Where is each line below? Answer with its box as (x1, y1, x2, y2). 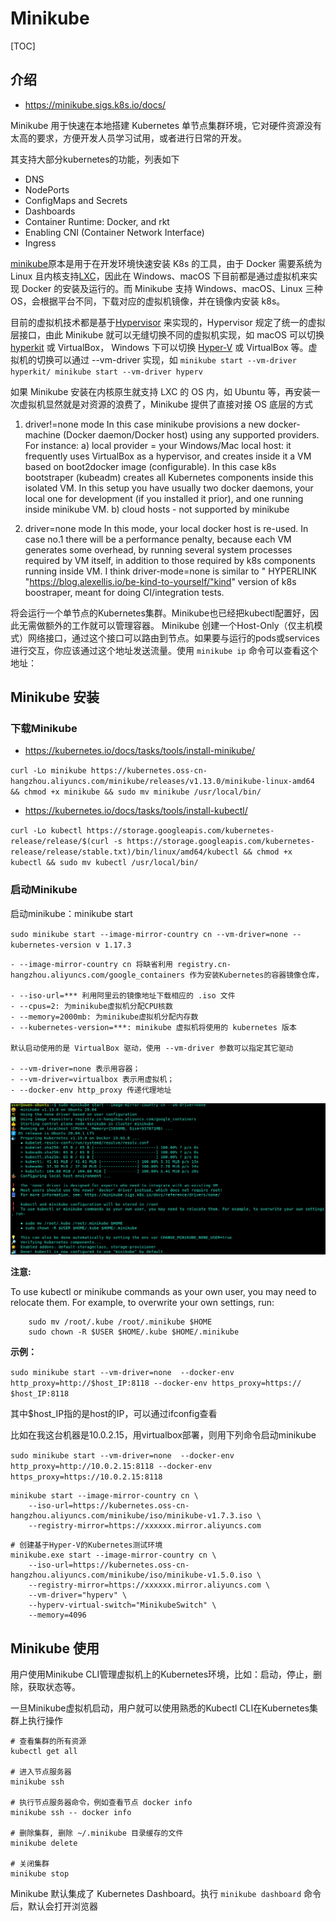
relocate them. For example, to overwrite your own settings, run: (10, 1297, 275, 1309)
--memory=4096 (28, 1610, 87, 1621)
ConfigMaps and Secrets (24, 194, 128, 206)
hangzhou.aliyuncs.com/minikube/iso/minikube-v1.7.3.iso (10, 1511, 253, 1521)
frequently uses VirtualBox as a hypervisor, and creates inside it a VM (24, 450, 312, 462)
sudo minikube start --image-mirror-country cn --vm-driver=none (10, 929, 288, 939)
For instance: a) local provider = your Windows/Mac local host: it (24, 439, 292, 451)
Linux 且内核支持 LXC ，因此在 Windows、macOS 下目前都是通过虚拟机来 (10, 270, 310, 282)
